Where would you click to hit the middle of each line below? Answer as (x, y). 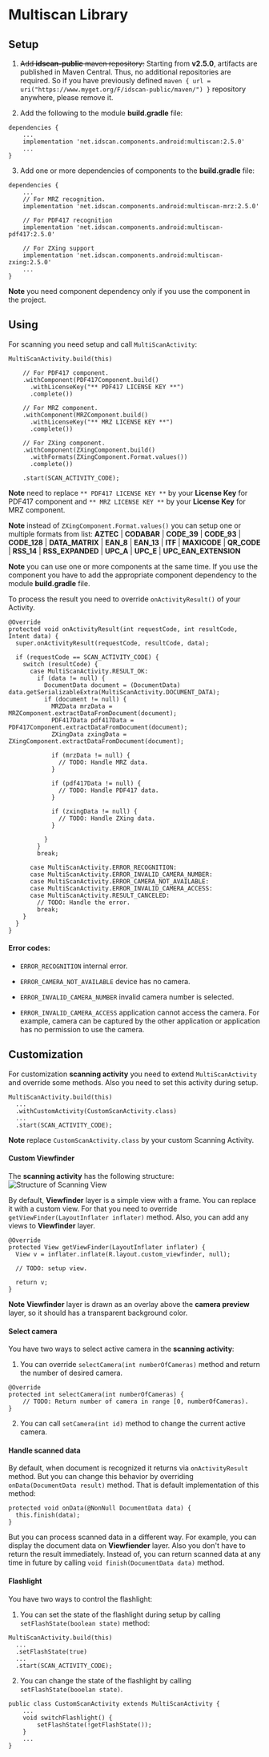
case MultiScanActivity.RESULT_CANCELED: (100, 895)
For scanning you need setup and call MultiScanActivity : (103, 344)
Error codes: (29, 948)
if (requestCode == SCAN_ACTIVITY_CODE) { (87, 657)
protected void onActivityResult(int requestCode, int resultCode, (123, 629)
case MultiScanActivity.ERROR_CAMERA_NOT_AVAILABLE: (119, 881)
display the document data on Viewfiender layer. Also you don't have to (127, 1546)
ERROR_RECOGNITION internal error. (74, 966)
